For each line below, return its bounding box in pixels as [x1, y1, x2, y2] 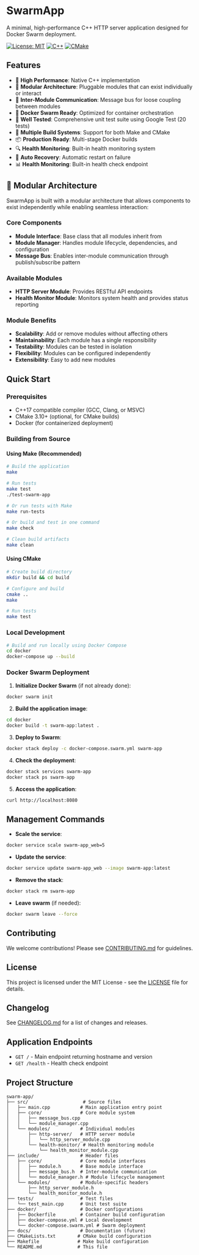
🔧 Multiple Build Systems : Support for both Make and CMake [15, 128, 170, 136]
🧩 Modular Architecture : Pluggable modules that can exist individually [15, 83, 193, 90]
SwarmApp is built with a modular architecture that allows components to [6, 197, 191, 204]
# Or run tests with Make [6, 502, 72, 509]
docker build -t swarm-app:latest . [6, 723, 99, 729]
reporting [15, 301, 39, 309]
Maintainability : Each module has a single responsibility [15, 337, 157, 344]
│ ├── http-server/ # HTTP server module [6, 1131, 136, 1137]
